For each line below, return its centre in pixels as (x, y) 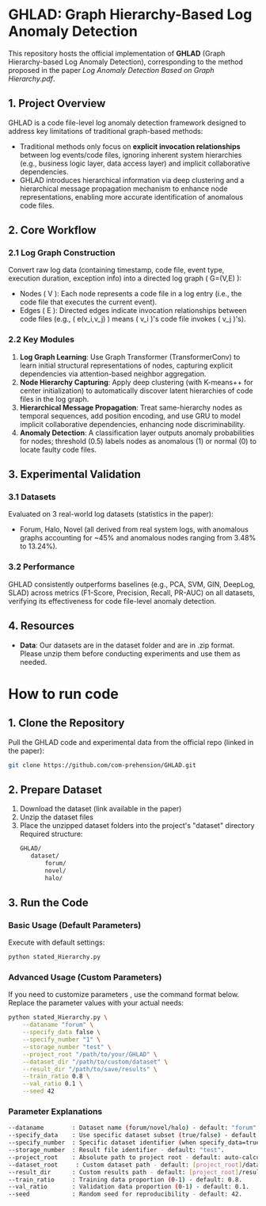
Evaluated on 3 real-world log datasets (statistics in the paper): (111, 514)
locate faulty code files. (58, 449)
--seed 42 (39, 1091)
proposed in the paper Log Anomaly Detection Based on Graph (111, 70)
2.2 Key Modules (42, 340)
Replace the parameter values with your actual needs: (96, 1003)
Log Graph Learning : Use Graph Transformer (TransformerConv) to (130, 357)
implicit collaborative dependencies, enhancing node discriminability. (132, 424)
